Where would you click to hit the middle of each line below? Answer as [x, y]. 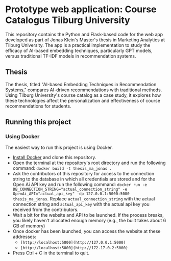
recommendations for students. [38, 106]
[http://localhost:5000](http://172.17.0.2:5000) [74, 248]
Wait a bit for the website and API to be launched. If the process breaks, [88, 215]
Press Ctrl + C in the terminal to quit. [51, 253]
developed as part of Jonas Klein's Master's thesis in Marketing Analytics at [85, 40]
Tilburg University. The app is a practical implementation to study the [78, 45]
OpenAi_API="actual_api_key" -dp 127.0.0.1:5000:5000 [71, 194]
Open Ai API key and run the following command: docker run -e [80, 185]
